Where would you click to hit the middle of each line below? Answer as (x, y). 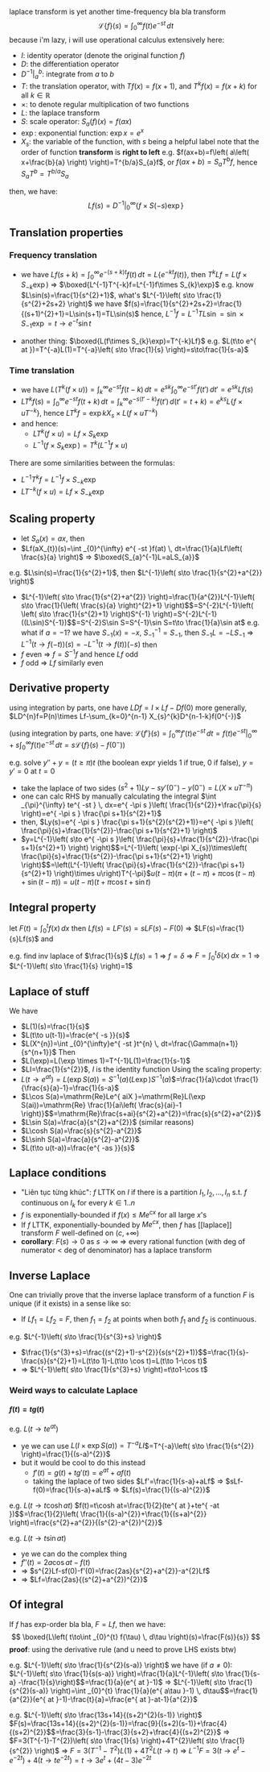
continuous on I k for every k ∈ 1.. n (78, 1204)
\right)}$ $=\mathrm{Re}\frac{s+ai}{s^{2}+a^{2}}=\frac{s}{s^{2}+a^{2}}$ (141, 1113)
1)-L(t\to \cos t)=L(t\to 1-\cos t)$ (154, 1360)
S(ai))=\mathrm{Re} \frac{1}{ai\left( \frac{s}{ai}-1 (101, 1105)
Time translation (42, 371)
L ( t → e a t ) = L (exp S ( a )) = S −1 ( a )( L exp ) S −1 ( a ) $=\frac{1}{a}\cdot (126, 1078)
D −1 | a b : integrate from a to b (67, 74)
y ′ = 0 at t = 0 (32, 771)
